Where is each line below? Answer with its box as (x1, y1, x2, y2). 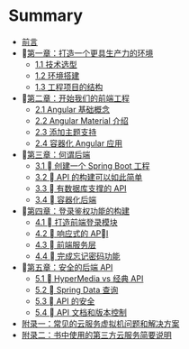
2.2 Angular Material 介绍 (34, 115, 129, 126)
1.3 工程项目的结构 (34, 81, 103, 92)
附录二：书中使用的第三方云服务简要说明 (21, 329, 172, 340)
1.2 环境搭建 (34, 69, 80, 81)
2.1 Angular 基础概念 (34, 104, 110, 115)
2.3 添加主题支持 (34, 126, 97, 137)
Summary (8, 5, 83, 26)
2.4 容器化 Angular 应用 (34, 137, 123, 149)
